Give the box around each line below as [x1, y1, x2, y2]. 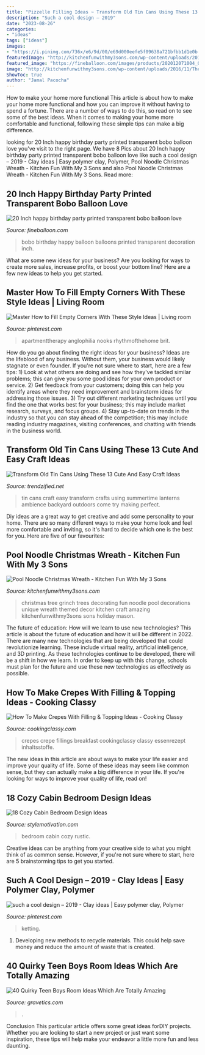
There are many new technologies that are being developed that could [6, 637, 183, 645]
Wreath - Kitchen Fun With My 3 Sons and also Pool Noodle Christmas [6, 165, 183, 172]
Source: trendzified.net [6, 482, 64, 490]
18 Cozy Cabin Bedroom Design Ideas [6, 792, 151, 803]
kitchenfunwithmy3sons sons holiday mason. [21, 612, 135, 620]
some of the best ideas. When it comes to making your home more [6, 114, 174, 121]
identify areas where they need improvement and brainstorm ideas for [6, 388, 182, 395]
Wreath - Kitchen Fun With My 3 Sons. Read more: [6, 171, 133, 178]
